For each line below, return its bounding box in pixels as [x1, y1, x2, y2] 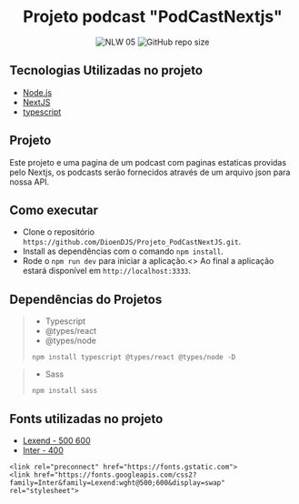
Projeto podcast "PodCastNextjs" [22, 6, 284, 27]
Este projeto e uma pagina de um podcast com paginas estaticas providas [9, 156, 287, 167]
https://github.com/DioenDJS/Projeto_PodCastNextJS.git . [22, 237, 242, 247]
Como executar [9, 202, 98, 217]
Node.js [22, 86, 53, 97]
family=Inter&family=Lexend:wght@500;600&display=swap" [9, 479, 225, 488]
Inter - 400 [22, 445, 64, 456]
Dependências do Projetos [9, 291, 163, 307]
